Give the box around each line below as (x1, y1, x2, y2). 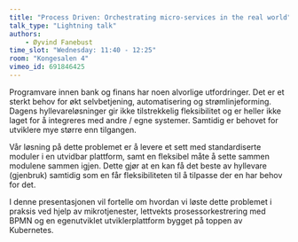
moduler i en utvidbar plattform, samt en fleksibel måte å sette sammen (9, 151, 271, 161)
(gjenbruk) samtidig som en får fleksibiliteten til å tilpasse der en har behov (9, 169, 283, 180)
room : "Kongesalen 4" (9, 54, 90, 63)
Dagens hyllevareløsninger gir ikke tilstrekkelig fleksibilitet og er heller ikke (9, 105, 282, 116)
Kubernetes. (9, 224, 54, 235)
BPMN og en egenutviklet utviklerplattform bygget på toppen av (9, 215, 243, 226)
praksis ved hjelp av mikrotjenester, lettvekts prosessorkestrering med (9, 206, 266, 216)
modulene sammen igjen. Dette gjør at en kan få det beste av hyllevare (9, 160, 268, 171)
